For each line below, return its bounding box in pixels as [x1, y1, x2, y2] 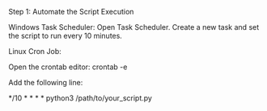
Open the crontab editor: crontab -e [8, 62, 128, 72]
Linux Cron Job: [8, 47, 62, 55]
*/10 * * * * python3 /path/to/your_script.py [8, 93, 152, 103]
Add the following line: [8, 78, 83, 87]
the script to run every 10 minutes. [8, 31, 123, 40]
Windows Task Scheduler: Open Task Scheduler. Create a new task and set [8, 23, 260, 31]
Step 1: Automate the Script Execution [8, 7, 134, 16]
